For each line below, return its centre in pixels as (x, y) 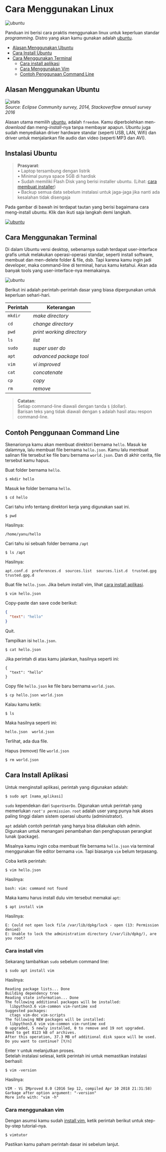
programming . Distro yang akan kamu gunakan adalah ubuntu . (69, 38)
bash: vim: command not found (37, 888)
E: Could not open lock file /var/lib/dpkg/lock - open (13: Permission (82, 925)
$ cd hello (16, 498)
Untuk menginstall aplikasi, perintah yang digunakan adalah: (67, 787)
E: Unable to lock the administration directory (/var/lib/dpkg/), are (81, 934)
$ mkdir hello (20, 479)
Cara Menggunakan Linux (59, 9)
